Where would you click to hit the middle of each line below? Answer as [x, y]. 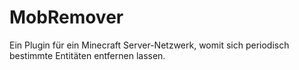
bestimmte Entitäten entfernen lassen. [87, 55]
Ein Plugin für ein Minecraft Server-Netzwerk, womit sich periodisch [149, 45]
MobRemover [66, 17]
